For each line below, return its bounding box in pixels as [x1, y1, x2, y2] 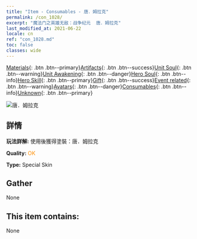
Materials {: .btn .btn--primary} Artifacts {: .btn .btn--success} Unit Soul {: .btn [6, 64, 192, 71]
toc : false [6, 42, 33, 48]
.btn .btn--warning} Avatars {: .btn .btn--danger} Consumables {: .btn [6, 83, 171, 90]
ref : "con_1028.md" [6, 36, 55, 42]
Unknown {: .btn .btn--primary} [17, 89, 93, 96]
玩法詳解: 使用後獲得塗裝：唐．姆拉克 [6, 138, 98, 145]
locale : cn [6, 31, 33, 37]
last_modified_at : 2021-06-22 [6, 25, 82, 32]
